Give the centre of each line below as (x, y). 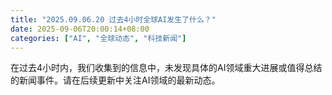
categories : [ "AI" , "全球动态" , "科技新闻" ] (98, 38)
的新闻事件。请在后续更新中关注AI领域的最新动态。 (115, 80)
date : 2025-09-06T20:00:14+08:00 (80, 29)
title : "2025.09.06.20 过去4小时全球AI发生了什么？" (113, 19)
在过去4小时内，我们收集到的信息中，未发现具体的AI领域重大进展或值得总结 (166, 68)
